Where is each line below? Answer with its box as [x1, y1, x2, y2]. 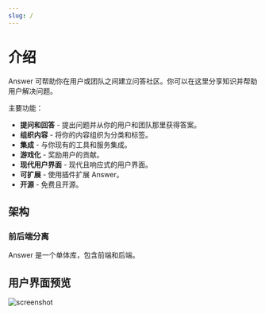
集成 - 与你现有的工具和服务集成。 [19, 140, 132, 149]
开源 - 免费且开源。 [19, 180, 83, 189]
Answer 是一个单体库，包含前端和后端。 [8, 250, 140, 260]
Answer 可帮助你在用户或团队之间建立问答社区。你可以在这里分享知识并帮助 [8, 76, 258, 86]
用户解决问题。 [8, 86, 57, 95]
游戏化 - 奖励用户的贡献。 [19, 149, 105, 159]
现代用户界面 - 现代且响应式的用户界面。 [19, 160, 153, 169]
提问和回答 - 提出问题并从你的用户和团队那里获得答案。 [19, 120, 202, 130]
